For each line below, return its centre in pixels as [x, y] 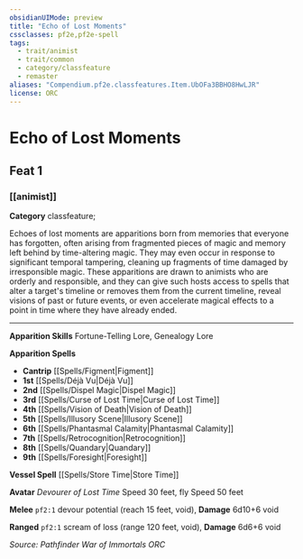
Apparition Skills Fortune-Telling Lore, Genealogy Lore [111, 336]
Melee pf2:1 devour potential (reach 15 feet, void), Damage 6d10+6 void [144, 509]
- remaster [38, 77]
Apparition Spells [43, 353]
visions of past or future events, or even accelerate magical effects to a [142, 301]
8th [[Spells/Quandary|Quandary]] [87, 448]
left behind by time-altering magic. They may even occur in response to [142, 252]
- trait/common [46, 60]
